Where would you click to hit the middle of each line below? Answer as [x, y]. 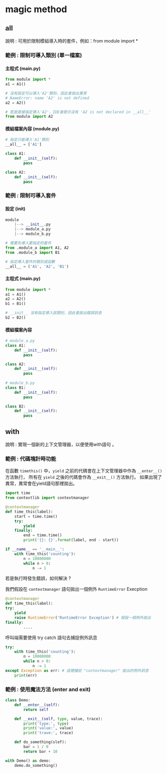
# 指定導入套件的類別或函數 [30, 262]
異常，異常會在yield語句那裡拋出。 [41, 484]
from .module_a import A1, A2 [37, 248]
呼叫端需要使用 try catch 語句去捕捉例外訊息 [51, 637]
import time [18, 493]
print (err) [26, 675]
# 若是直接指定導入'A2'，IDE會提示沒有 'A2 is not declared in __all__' [78, 112]
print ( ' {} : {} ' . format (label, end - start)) [71, 540]
